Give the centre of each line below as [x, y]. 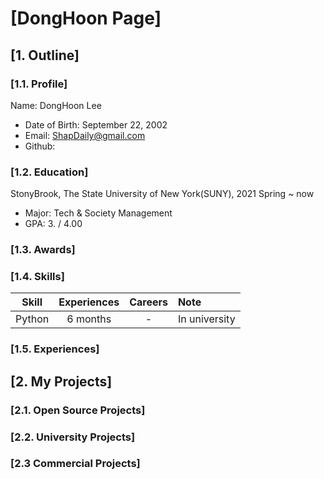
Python [32, 319]
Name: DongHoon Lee [56, 105]
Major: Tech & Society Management [98, 213]
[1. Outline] [45, 55]
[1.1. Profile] [39, 84]
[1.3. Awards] [43, 250]
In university [206, 319]
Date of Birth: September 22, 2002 [96, 124]
